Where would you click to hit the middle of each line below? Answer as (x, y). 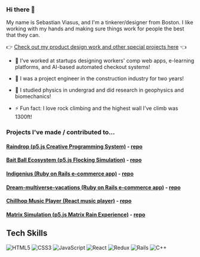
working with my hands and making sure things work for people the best (95, 29)
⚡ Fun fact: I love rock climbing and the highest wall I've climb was (96, 108)
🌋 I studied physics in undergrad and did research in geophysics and (99, 90)
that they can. (23, 35)
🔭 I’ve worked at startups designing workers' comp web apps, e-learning (104, 61)
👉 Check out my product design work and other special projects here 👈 (96, 47)
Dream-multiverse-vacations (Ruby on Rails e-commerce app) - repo (93, 187)
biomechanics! (33, 96)
